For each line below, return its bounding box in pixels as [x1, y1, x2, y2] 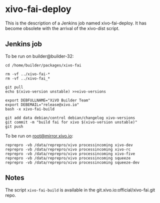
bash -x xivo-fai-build [5, 106, 55, 111]
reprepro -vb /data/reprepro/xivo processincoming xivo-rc [5, 146, 131, 152]
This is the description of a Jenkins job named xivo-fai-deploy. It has [5, 20, 146, 26]
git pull [5, 84, 23, 89]
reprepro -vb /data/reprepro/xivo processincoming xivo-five [5, 151, 135, 156]
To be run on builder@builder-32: [5, 53, 74, 59]
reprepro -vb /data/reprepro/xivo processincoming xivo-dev [5, 142, 133, 147]
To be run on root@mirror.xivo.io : [5, 132, 73, 138]
